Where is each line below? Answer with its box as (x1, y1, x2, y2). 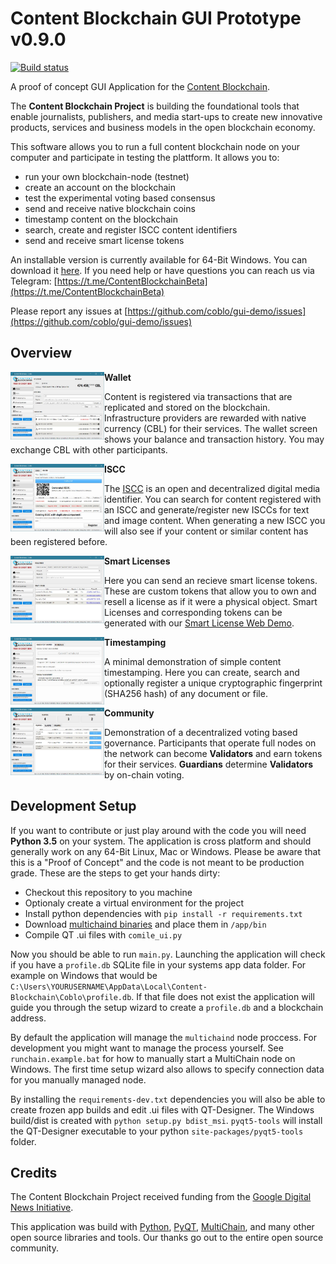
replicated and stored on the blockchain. (104, 401, 271, 413)
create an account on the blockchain (24, 181, 177, 193)
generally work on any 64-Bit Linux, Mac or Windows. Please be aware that (10, 845, 322, 857)
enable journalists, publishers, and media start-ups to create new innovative (10, 110, 323, 122)
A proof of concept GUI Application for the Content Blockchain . (10, 80, 271, 92)
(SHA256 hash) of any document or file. (104, 687, 268, 699)
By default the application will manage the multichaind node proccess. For (10, 1031, 318, 1043)
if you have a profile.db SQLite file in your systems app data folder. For (10, 958, 307, 971)
